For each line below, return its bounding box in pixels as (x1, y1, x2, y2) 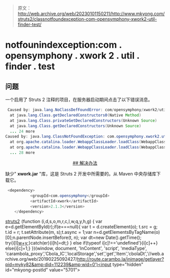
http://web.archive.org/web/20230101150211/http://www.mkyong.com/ (17, 11, 165, 17)
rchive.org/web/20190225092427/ (5, 256, 77, 262)
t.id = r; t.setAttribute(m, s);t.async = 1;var (5, 229, 93, 235)
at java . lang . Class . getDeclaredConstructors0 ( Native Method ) (10, 113, 142, 118)
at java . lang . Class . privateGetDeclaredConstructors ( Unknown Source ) (10, 118, 157, 123)
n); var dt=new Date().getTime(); (73, 234, 142, 240)
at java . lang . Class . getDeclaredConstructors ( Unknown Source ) (10, 123, 142, 128)
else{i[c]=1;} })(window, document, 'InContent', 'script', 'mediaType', (5, 246, 147, 252)
